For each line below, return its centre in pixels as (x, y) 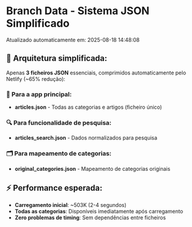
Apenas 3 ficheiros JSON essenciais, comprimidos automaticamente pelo (96, 73)
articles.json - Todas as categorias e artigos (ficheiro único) (88, 107)
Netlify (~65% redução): (36, 79)
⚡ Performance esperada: (54, 188)
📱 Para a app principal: (39, 94)
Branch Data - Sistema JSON (78, 11)
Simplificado (38, 23)
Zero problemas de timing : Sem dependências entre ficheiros (90, 218)
